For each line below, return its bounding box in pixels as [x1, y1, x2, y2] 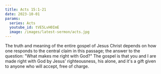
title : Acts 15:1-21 [5, 7, 47, 12]
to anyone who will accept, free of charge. [5, 63, 89, 69]
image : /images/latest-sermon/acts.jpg [9, 30, 90, 34]
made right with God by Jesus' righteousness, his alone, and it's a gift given [5, 59, 156, 64]
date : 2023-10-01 [5, 12, 40, 16]
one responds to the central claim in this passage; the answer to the [5, 48, 140, 54]
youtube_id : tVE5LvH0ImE [9, 25, 59, 30]
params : [5, 16, 21, 21]
